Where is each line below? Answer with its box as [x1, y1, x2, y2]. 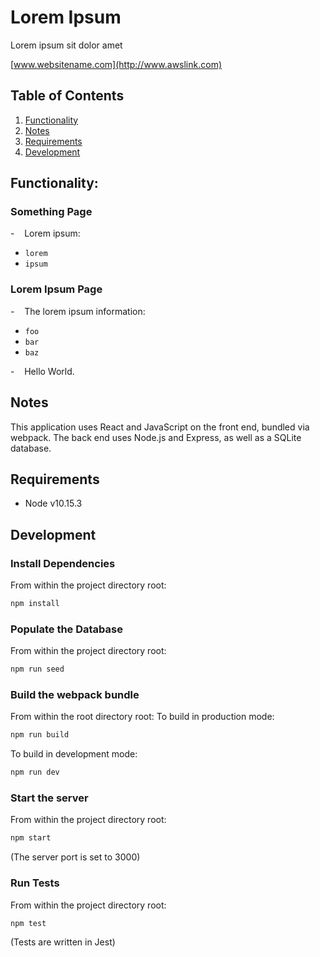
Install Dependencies [10, 556, 116, 570]
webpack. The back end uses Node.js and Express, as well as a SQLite [10, 431, 302, 443]
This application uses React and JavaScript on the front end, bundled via [10, 421, 310, 433]
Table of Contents [10, 87, 125, 105]
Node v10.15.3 [24, 497, 83, 510]
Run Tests [10, 876, 60, 890]
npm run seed [10, 664, 65, 675]
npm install [10, 599, 60, 609]
